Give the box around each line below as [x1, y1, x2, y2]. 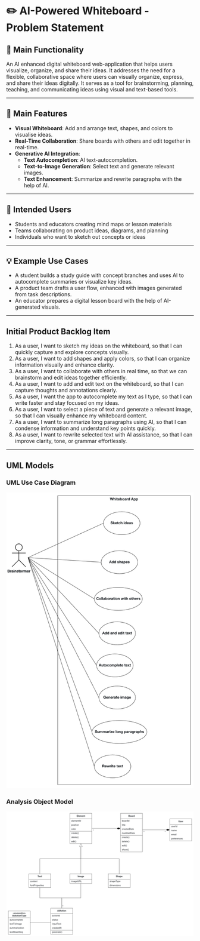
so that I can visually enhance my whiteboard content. [14, 412, 148, 419]
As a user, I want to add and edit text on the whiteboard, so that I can [14, 380, 185, 388]
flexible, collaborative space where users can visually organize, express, [6, 73, 184, 80]
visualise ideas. [14, 131, 53, 138]
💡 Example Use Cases [6, 256, 89, 266]
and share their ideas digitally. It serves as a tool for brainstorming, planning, [6, 79, 194, 87]
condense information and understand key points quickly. [14, 425, 156, 432]
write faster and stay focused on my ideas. [14, 399, 120, 407]
